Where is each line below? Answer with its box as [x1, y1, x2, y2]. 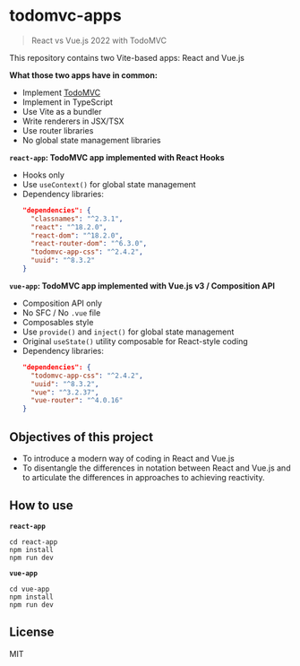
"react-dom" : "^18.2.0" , [30, 230, 124, 240]
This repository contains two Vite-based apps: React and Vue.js [9, 52, 244, 63]
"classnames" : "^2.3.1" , [30, 214, 124, 223]
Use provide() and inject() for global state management [21, 326, 235, 337]
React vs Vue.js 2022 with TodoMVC [30, 35, 167, 46]
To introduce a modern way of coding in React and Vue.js [21, 454, 235, 463]
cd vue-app [9, 584, 50, 593]
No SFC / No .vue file [21, 307, 101, 318]
